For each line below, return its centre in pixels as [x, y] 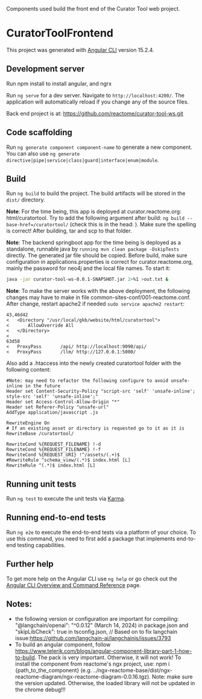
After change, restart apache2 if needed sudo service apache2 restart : [96, 304]
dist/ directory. [26, 200]
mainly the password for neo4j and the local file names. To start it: [88, 268]
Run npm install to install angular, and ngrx [59, 84]
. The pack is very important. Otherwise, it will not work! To [108, 657]
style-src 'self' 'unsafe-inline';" [52, 397]
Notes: [19, 604]
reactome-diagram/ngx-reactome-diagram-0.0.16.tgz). [83, 677]
